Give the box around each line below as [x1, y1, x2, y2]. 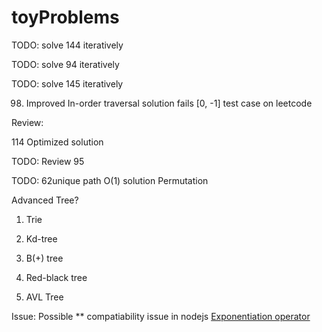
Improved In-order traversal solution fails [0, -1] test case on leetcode [25, 97, 313, 109]
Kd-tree [25, 232, 58, 245]
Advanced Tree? [11, 194, 79, 206]
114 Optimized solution [11, 136, 104, 148]
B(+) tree [25, 252, 64, 264]
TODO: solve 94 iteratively [11, 58, 120, 70]
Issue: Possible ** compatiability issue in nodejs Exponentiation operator [11, 310, 311, 322]
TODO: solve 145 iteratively [11, 77, 124, 90]
